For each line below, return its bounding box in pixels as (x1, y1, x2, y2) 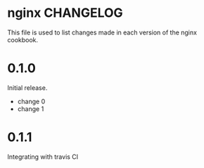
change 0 (17, 97, 46, 105)
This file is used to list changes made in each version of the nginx (7, 28, 197, 37)
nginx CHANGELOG (7, 5, 123, 21)
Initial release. (7, 83, 48, 92)
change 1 (17, 104, 44, 113)
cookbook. (7, 35, 39, 44)
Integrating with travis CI (7, 153, 79, 161)
